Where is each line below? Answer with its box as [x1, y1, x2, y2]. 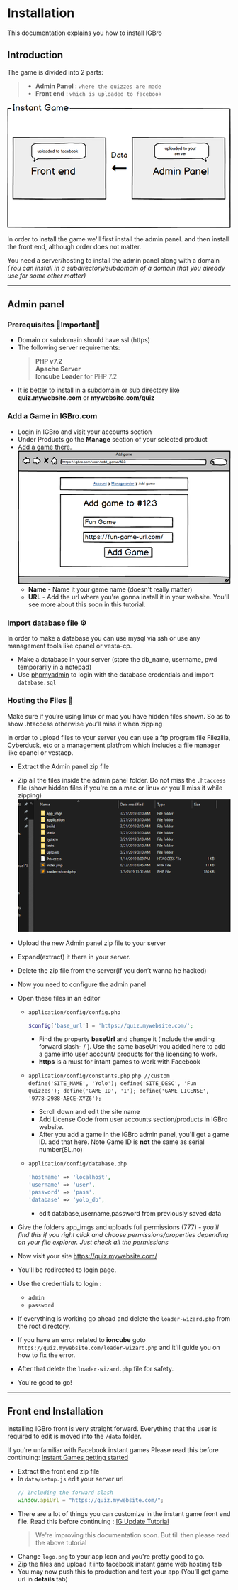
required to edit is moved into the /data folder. [7, 1432, 142, 1440]
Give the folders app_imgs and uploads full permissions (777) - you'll [17, 1223, 220, 1231]
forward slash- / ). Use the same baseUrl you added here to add [38, 1042, 226, 1051]
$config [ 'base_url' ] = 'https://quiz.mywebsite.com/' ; [28, 1022, 193, 1029]
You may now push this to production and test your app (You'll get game [17, 1567, 229, 1576]
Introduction [7, 49, 64, 61]
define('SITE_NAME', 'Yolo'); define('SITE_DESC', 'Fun [28, 1080, 197, 1087]
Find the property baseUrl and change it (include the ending [38, 1035, 215, 1043]
